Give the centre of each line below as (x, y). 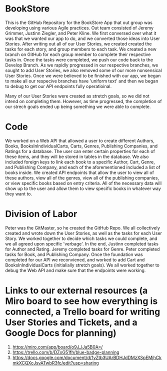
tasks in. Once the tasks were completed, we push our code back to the (79, 59)
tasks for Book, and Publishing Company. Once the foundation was (74, 254)
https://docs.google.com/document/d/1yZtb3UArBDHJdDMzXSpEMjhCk (87, 357)
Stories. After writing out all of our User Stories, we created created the (78, 43)
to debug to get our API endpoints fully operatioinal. (58, 86)
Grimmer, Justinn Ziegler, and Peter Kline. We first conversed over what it (81, 33)
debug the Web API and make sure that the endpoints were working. (75, 270)
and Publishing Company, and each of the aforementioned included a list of (83, 167)
